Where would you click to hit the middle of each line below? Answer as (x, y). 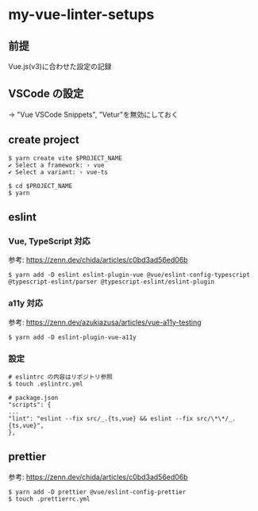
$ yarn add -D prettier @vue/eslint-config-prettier (97, 492)
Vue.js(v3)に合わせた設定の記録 (60, 66)
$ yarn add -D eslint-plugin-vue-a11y (72, 337)
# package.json (33, 398)
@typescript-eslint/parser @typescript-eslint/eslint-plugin (112, 282)
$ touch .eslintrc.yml (46, 384)
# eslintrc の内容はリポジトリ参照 (60, 377)
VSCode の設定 (46, 94)
